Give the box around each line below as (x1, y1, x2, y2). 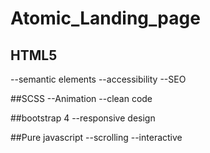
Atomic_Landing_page (10, 7, 201, 30)
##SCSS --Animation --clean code (10, 93, 153, 104)
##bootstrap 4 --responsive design (10, 112, 156, 124)
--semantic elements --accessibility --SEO (10, 73, 187, 85)
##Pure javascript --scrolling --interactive (10, 132, 183, 143)
